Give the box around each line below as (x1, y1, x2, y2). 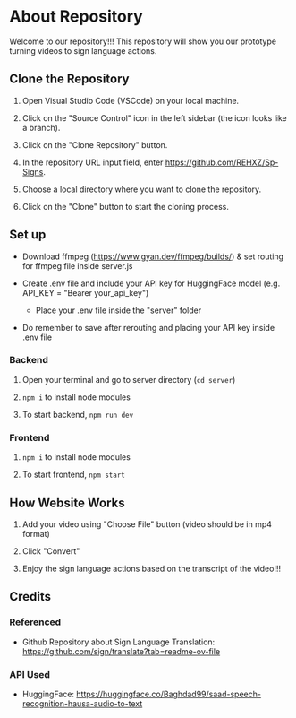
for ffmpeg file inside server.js (21, 260, 133, 271)
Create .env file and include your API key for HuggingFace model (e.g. (21, 278, 281, 289)
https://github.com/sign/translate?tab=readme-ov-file (21, 645, 221, 656)
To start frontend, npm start (21, 469, 125, 480)
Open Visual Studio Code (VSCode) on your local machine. (21, 95, 240, 106)
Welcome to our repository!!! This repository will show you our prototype (9, 36, 277, 47)
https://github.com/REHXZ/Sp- (165, 157, 279, 168)
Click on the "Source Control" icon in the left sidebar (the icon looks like (21, 112, 288, 123)
